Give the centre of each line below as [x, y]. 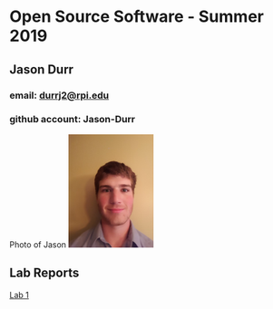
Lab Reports [44, 273]
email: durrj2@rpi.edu [59, 95]
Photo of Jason [38, 244]
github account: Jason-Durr [73, 120]
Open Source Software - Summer [137, 17]
